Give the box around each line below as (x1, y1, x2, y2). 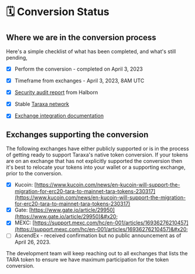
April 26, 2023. (14, 238, 51, 246)
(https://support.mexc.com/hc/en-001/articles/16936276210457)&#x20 (14, 226, 187, 233)
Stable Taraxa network (14, 100, 69, 107)
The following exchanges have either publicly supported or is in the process (6, 145, 189, 152)
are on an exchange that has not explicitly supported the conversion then (6, 158, 183, 165)
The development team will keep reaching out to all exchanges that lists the (6, 250, 188, 257)
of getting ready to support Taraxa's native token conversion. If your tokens (6, 151, 189, 158)
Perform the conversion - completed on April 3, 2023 (14, 65, 143, 72)
